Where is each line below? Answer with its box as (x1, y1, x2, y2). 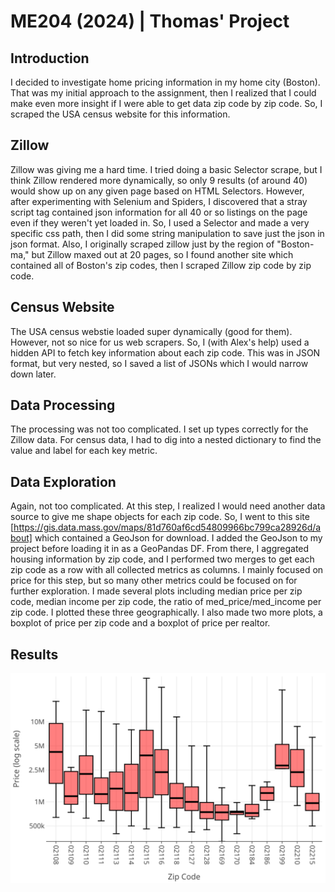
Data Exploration (10, 473, 117, 490)
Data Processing (10, 397, 116, 414)
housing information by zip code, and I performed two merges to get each (10, 553, 315, 565)
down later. (10, 368, 57, 380)
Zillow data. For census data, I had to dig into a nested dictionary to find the (10, 434, 322, 446)
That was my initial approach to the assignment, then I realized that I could (10, 87, 317, 99)
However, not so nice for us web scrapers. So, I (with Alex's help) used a (10, 336, 310, 348)
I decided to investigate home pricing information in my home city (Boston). (10, 76, 321, 88)
